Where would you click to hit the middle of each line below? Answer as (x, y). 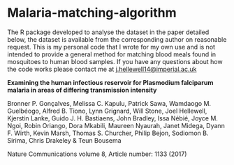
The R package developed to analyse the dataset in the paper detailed (108, 32)
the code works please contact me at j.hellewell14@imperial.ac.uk (102, 69)
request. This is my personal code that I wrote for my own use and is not (111, 47)
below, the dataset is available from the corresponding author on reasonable (117, 39)
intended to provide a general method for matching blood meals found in (112, 54)
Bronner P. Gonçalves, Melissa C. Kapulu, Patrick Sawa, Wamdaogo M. (109, 103)
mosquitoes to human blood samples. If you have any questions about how (115, 61)
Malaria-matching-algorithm (92, 13)
